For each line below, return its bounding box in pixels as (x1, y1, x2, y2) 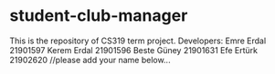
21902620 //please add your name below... (9, 54, 171, 65)
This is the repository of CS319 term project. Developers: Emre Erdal (9, 35, 267, 46)
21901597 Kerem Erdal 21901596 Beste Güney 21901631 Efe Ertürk (9, 44, 259, 55)
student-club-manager (9, 5, 188, 26)
